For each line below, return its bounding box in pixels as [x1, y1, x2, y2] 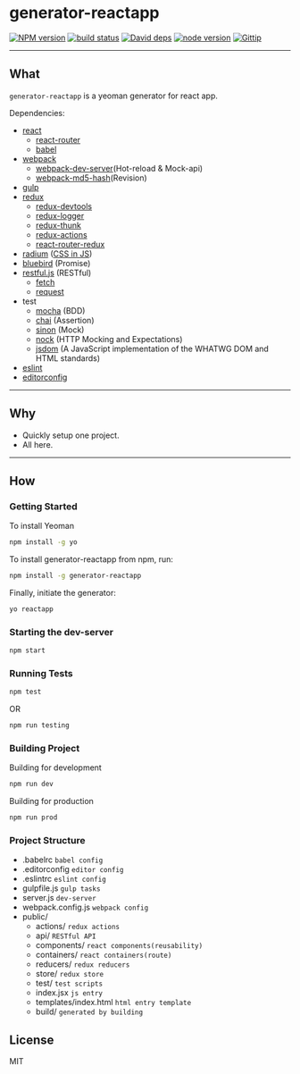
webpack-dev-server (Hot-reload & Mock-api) [35, 163, 204, 173]
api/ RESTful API [35, 930, 96, 941]
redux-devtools [35, 200, 92, 212]
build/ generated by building [35, 1006, 144, 1017]
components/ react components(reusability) [35, 940, 204, 951]
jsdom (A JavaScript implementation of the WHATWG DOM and [35, 343, 270, 354]
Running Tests [9, 667, 73, 679]
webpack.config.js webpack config [21, 902, 149, 913]
